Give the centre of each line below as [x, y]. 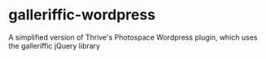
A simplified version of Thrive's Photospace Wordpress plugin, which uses [133, 37]
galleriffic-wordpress [82, 15]
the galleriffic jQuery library [54, 45]
